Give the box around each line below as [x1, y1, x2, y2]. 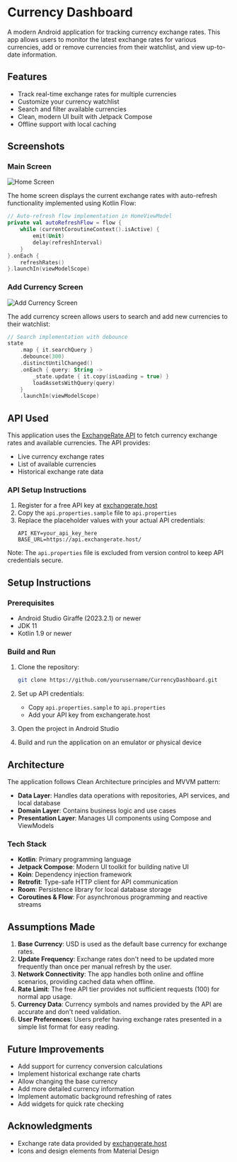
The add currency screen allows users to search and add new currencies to [7, 312, 228, 320]
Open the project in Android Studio [17, 725, 120, 733]
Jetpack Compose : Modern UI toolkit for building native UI [17, 863, 190, 871]
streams [17, 900, 42, 909]
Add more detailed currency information [17, 1085, 134, 1093]
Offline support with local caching [17, 120, 117, 128]
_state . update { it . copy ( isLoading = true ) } [33, 373, 170, 380]
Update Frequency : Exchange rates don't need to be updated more [17, 955, 214, 963]
